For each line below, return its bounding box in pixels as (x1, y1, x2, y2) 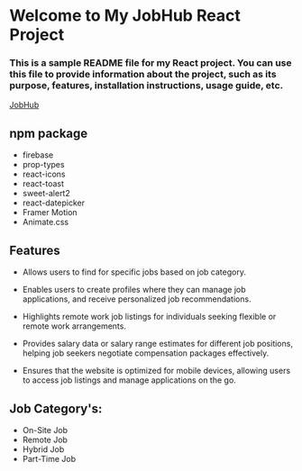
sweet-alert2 (22, 188, 70, 199)
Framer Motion (22, 207, 78, 218)
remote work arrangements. (22, 321, 126, 331)
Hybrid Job (22, 443, 65, 455)
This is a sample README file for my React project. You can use (9, 57, 292, 69)
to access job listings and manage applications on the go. (22, 375, 236, 385)
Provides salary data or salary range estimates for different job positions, (22, 339, 293, 349)
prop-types (22, 159, 65, 170)
